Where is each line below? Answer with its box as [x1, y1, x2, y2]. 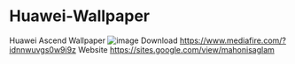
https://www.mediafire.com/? [179, 35, 286, 46]
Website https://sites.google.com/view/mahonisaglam [78, 44, 275, 54]
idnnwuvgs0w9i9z [9, 44, 77, 54]
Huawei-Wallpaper [9, 6, 151, 26]
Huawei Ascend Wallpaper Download [9, 35, 179, 46]
